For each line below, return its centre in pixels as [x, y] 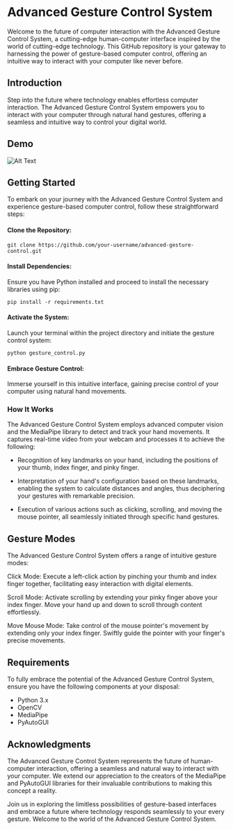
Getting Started [41, 182]
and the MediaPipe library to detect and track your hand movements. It [109, 432]
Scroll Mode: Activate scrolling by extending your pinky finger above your [112, 597]
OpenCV [30, 707]
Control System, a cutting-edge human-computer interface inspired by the [114, 38]
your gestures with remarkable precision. [76, 496]
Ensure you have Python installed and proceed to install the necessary [108, 282]
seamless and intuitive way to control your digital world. [87, 122]
